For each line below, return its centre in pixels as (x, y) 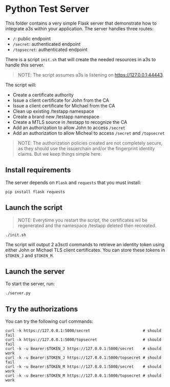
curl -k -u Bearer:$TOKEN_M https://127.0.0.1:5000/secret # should (83, 367)
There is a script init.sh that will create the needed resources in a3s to (81, 59)
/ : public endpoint (32, 39)
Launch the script (34, 208)
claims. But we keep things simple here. (60, 154)
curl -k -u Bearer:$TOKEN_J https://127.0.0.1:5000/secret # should (83, 349)
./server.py (18, 293)
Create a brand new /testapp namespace (56, 117)
